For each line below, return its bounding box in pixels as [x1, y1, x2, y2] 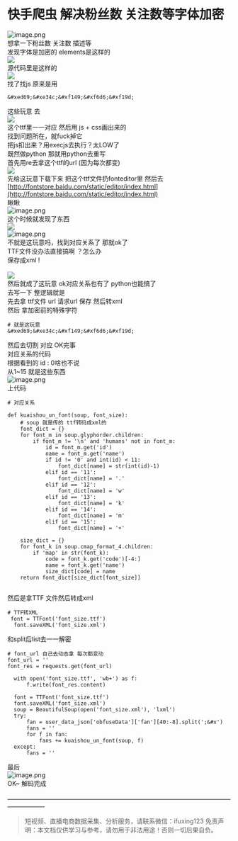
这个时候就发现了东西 [7, 214, 69, 223]
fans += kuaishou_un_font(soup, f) [38, 737, 144, 744]
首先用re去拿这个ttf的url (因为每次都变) [7, 158, 120, 166]
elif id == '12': [45, 481, 97, 488]
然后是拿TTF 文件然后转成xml [7, 593, 93, 602]
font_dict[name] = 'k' [57, 499, 125, 507]
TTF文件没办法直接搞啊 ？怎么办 [7, 247, 102, 255]
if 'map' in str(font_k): [33, 549, 110, 556]
